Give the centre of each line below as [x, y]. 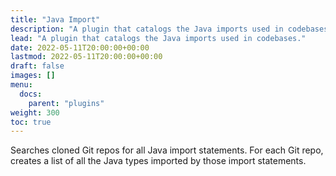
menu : [21, 85]
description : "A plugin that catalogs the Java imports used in [147, 29]
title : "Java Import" [55, 19]
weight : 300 [35, 112]
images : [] [33, 76]
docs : [31, 94]
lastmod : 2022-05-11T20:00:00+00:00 [86, 57]
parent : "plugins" [66, 103]
